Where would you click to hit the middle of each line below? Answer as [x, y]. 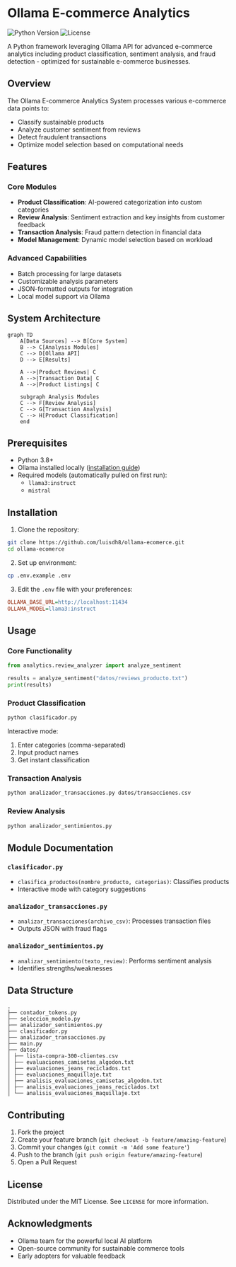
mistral [39, 491]
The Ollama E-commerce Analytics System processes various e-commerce [117, 101]
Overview [29, 84]
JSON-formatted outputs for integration [75, 289]
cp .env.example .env [39, 575]
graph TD [20, 335]
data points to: [28, 108]
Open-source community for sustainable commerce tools [101, 1248]
